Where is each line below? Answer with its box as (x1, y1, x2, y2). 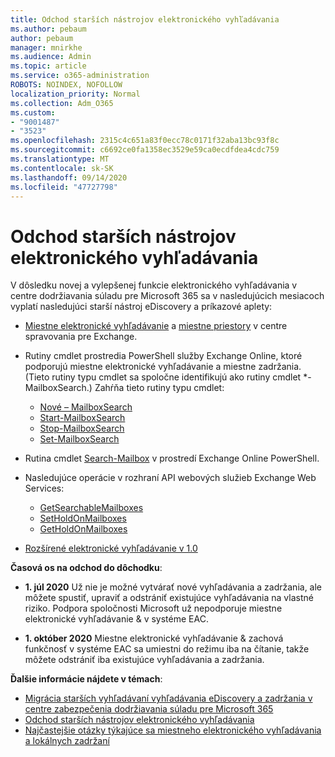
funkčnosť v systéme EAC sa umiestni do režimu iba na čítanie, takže (24, 643, 310, 655)
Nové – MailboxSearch (39, 401, 133, 413)
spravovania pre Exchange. (24, 331, 138, 343)
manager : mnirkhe (10, 42, 83, 53)
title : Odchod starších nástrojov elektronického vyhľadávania (10, 14, 280, 25)
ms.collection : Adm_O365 (10, 98, 114, 108)
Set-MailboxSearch (39, 433, 120, 445)
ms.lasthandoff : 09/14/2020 (10, 172, 128, 183)
